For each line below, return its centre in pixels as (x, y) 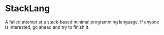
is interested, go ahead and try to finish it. (47, 27)
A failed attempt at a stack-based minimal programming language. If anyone (82, 22)
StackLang (28, 9)
